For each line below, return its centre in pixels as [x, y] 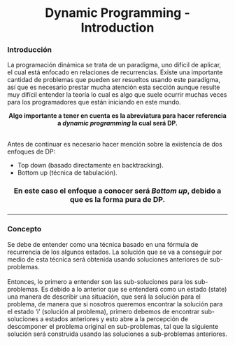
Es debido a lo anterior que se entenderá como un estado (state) [134, 289]
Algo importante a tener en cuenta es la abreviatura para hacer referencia [117, 116]
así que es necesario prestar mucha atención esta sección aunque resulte [114, 87]
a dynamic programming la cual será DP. [117, 123]
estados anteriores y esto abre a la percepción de [117, 319]
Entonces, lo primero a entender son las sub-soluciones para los [100, 281]
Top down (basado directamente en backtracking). [91, 165]
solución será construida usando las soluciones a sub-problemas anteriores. [117, 334]
